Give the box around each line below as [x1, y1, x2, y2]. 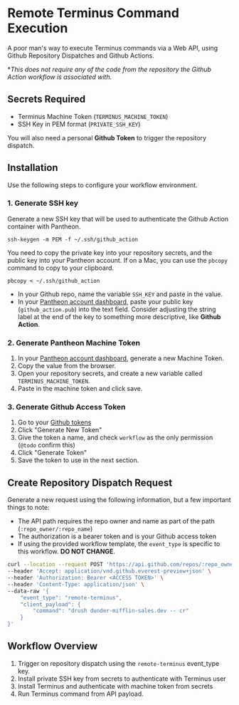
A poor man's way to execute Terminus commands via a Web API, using [7, 43, 218, 52]
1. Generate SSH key [7, 198, 79, 208]
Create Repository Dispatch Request [7, 476, 173, 489]
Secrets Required [7, 93, 86, 105]
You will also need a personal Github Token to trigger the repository [7, 133, 207, 142]
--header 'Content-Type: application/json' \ [7, 580, 144, 588]
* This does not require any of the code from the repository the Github [7, 65, 212, 73]
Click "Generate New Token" [17, 426, 102, 434]
